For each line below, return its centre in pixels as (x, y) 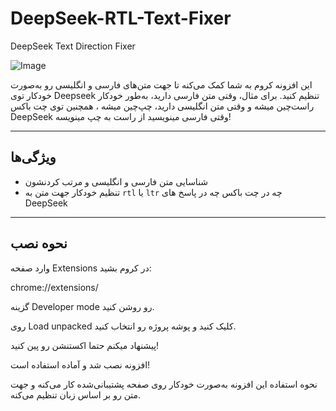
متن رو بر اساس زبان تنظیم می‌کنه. (76, 394)
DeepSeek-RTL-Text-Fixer (121, 18)
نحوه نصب (39, 243)
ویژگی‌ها (33, 157)
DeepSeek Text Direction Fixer (73, 46)
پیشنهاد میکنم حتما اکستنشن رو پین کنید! (85, 345)
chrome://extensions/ (54, 287)
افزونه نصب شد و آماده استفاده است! (80, 364)
